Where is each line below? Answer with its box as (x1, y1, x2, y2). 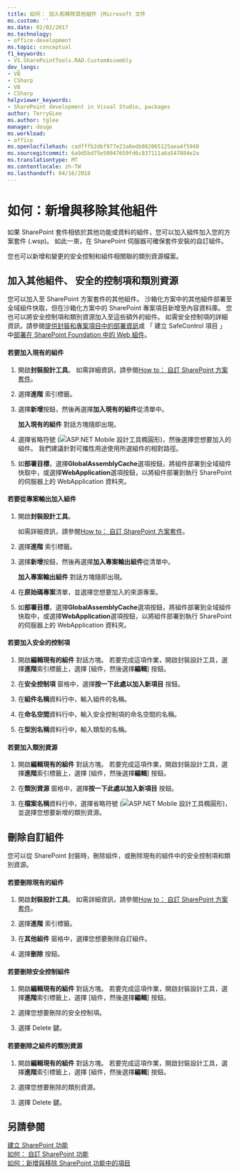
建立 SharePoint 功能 (7, 1141, 68, 1150)
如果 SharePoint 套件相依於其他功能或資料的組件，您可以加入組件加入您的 (7, 228, 225, 236)
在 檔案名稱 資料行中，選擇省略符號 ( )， (17, 799, 232, 808)
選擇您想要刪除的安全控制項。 (17, 1008, 106, 1017)
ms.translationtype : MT (7, 156, 78, 164)
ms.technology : (7, 30, 53, 38)
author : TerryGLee (7, 110, 62, 117)
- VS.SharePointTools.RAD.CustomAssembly (7, 57, 133, 64)
